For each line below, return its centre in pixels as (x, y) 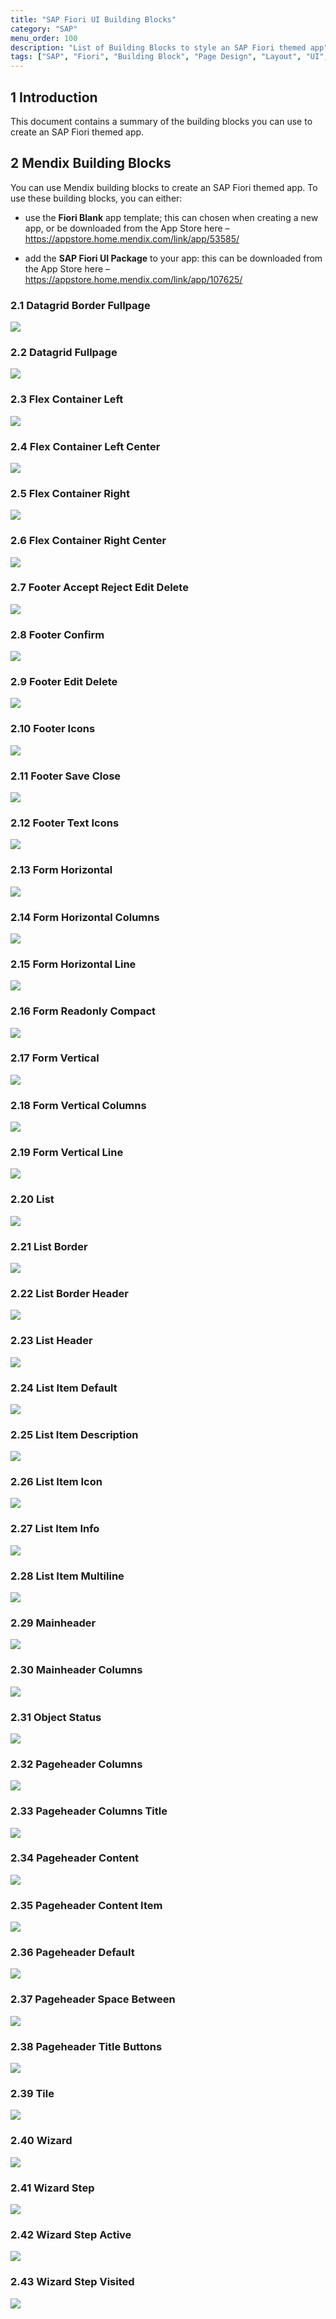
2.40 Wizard (41, 2141)
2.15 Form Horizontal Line (73, 964)
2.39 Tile (32, 2093)
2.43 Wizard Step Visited (72, 2282)
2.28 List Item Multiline (67, 1576)
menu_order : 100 (44, 38)
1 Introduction (54, 97)
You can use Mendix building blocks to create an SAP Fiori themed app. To (164, 187)
